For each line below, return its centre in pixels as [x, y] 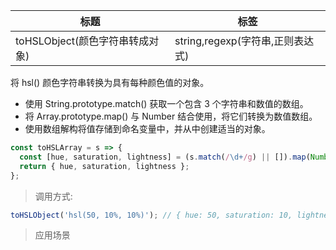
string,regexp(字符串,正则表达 [244, 41]
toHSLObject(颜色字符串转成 [82, 41]
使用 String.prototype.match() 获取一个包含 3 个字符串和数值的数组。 [166, 103]
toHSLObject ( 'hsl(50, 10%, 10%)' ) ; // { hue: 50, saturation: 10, [151, 215]
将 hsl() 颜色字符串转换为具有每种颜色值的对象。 [110, 82]
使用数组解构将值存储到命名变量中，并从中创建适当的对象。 [147, 128]
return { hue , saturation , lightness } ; [104, 166]
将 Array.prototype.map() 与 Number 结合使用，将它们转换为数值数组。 [171, 116]
